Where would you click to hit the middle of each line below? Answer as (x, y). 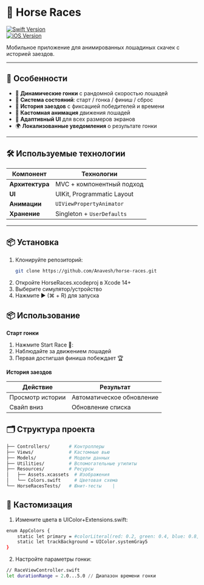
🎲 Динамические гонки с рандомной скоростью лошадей (91, 93)
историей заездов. (30, 53)
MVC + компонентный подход (100, 184)
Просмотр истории (38, 397)
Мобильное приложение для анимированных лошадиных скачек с (93, 47)
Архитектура (29, 184)
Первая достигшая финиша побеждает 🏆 (69, 358)
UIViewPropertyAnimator (90, 204)
